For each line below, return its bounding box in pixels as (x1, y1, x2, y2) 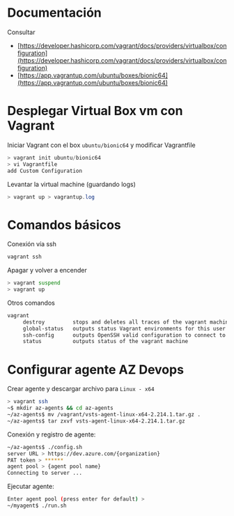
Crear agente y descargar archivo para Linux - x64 (7, 385, 155, 393)
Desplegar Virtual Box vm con (7, 103, 183, 119)
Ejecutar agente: (7, 483, 54, 491)
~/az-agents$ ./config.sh (7, 443, 82, 450)
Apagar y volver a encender (7, 266, 87, 275)
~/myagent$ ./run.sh (7, 502, 68, 509)
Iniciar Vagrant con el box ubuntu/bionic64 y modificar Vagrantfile (7, 141, 196, 149)
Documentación (7, 5, 102, 21)
